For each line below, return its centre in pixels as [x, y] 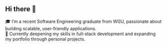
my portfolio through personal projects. [45, 39]
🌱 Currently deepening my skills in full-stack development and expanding [81, 34]
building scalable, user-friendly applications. [51, 28]
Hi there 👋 [21, 9]
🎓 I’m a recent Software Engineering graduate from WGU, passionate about [83, 21]
